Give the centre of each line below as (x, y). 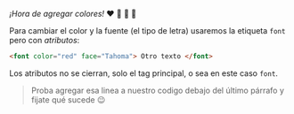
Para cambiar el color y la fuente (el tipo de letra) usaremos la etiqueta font (147, 30)
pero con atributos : (45, 40)
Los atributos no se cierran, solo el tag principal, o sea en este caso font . (144, 73)
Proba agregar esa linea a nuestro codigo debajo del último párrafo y (158, 90)
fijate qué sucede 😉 (68, 99)
